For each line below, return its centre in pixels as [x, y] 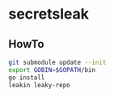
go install [27, 78]
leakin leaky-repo [39, 85]
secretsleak [49, 14]
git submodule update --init [57, 62]
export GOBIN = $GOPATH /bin [52, 70]
